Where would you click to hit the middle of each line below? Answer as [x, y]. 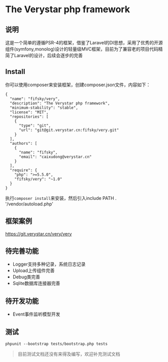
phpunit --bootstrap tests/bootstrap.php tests [57, 344]
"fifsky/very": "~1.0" [38, 179]
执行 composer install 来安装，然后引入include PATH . [61, 198]
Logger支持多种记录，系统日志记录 [49, 264]
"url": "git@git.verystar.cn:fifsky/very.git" [69, 130]
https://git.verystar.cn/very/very [39, 234]
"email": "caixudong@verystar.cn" [55, 157]
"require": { [24, 170]
